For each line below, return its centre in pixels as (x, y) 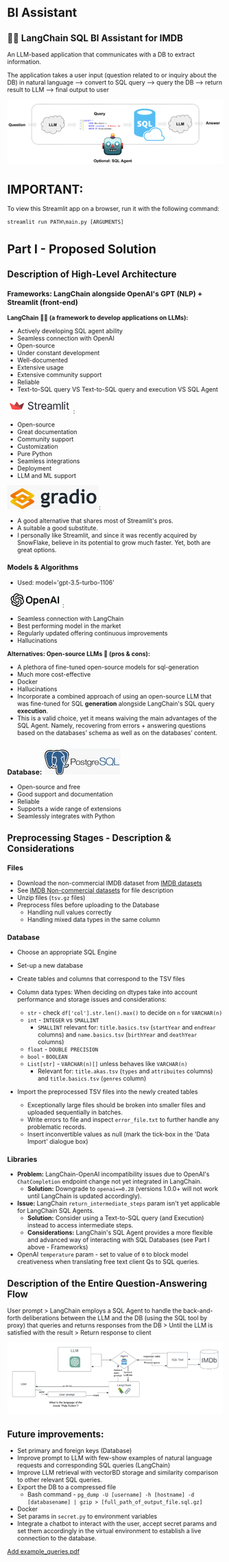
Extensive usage (40, 367)
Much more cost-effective (54, 674)
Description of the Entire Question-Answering (107, 1283)
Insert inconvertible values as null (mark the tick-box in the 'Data (119, 1134)
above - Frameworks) (58, 1247)
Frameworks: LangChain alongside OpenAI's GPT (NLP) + (105, 294)
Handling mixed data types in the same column (94, 919)
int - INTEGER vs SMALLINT (63, 1020)
